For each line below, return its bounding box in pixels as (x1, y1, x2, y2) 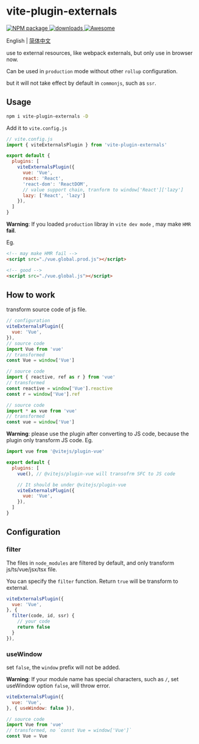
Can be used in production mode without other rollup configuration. (6, 67, 178, 74)
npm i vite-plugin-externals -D (6, 113, 88, 120)
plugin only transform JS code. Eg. (6, 437, 93, 444)
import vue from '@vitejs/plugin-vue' (6, 448, 105, 455)
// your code (17, 618, 51, 624)
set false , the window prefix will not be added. (6, 664, 120, 671)
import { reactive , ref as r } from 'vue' (6, 374, 116, 381)
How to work (6, 290, 55, 300)
